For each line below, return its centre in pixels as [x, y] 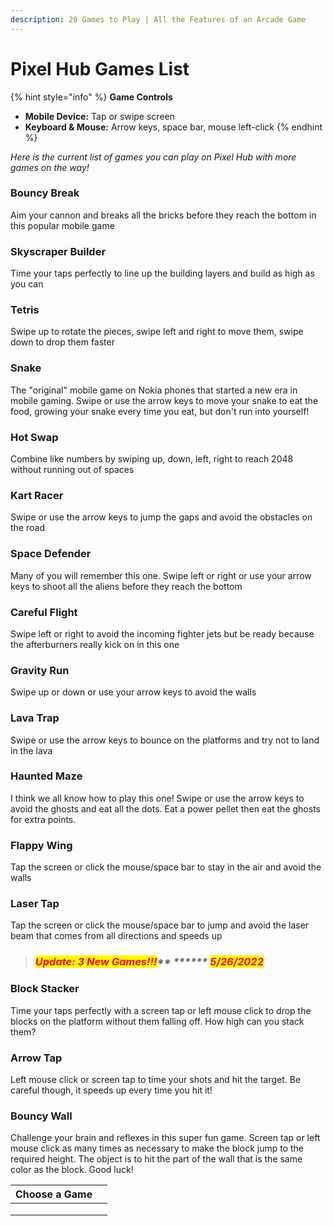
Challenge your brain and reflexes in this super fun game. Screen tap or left [165, 1138]
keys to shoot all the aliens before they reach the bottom [126, 586]
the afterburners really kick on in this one [95, 644]
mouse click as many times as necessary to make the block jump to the [157, 1148]
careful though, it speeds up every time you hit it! [111, 1090]
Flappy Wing [41, 845]
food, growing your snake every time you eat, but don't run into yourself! [160, 411]
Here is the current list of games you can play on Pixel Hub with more [153, 157]
